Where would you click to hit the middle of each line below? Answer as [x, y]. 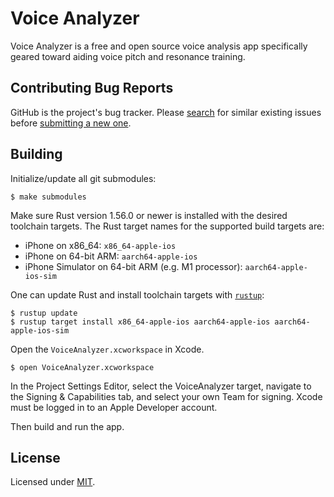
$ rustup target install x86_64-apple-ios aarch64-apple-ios [140, 322]
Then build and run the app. [67, 426]
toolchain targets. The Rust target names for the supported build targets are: [167, 226]
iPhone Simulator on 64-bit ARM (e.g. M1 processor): [133, 266]
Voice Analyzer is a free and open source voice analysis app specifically [159, 46]
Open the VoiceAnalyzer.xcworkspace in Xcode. [107, 349]
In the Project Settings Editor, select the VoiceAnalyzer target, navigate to [161, 386]
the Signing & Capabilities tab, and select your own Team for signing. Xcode [166, 396]
